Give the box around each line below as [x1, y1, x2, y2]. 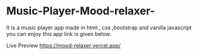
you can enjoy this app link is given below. [6, 30, 111, 37]
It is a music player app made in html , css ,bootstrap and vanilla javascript [6, 24, 192, 31]
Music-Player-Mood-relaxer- [6, 4, 156, 18]
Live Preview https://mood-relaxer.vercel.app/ [6, 42, 121, 49]
